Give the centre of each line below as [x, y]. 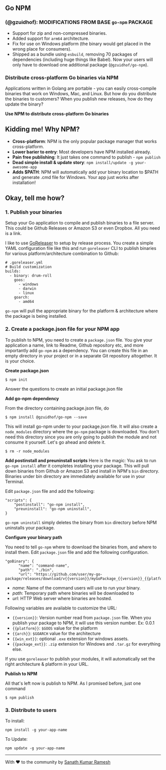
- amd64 [26, 302]
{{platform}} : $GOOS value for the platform [55, 628]
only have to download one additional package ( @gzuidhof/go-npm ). [80, 64]
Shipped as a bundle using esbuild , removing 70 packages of [75, 54]
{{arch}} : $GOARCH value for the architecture [57, 633]
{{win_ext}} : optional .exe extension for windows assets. [70, 639]
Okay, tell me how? [35, 198]
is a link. [14, 234]
